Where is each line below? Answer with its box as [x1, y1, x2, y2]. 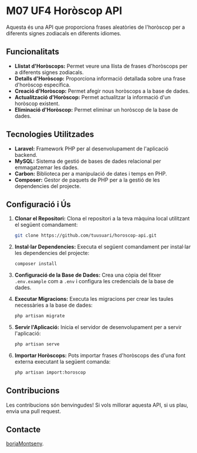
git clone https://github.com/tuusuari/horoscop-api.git [14, 233, 157, 239]
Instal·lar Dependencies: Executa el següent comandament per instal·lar [14, 243, 191, 250]
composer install [14, 261, 57, 267]
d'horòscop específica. [14, 81, 71, 88]
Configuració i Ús [6, 199, 72, 209]
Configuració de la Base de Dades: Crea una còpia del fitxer [14, 271, 161, 278]
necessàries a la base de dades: [14, 301, 93, 309]
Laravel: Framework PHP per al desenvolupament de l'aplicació [14, 145, 169, 152]
